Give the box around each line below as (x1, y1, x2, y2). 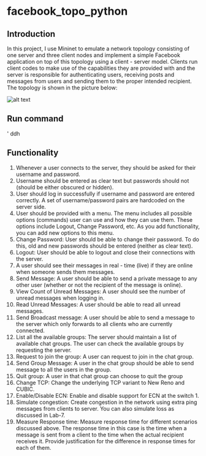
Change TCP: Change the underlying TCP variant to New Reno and (15, 379, 185, 386)
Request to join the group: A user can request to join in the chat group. (15, 352, 194, 360)
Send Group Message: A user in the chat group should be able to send (15, 359, 194, 367)
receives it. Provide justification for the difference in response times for (15, 437, 196, 445)
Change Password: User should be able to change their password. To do (15, 235, 200, 243)
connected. (15, 327, 45, 334)
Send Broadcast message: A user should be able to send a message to (15, 314, 195, 321)
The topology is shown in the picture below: (7, 84, 118, 91)
